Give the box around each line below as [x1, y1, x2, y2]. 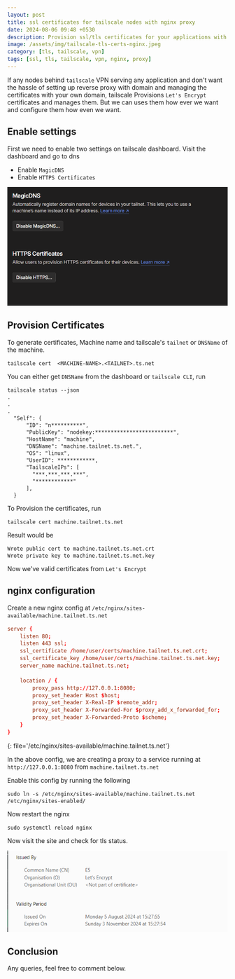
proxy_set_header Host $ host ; [32, 692, 120, 699]
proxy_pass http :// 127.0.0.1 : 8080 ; [32, 684, 136, 692]
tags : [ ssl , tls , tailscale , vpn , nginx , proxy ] [7, 56, 152, 63]
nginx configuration [7, 585, 96, 597]
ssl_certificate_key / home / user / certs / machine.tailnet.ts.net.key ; [20, 655, 220, 662]
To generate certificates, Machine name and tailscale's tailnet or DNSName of [7, 338, 228, 346]
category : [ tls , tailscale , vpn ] [7, 48, 105, 55]
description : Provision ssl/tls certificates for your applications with [7, 34, 227, 41]
